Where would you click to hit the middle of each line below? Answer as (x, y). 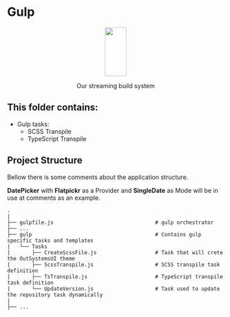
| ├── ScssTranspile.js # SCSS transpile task (114, 265)
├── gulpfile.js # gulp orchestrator (111, 222)
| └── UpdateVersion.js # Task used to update (114, 289)
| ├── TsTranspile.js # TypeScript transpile (115, 276)
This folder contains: (53, 108)
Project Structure (45, 160)
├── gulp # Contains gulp (104, 234)
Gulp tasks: (33, 124)
